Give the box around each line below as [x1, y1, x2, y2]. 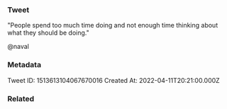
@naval [7, 42, 30, 51]
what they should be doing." [7, 28, 90, 37]
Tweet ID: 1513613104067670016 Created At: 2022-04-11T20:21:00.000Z [7, 76, 220, 84]
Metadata [7, 60, 41, 70]
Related [7, 93, 35, 103]
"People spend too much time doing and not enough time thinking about [7, 21, 218, 30]
